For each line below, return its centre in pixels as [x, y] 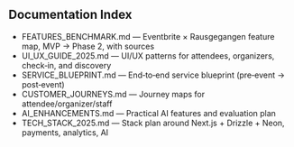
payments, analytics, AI [65, 132]
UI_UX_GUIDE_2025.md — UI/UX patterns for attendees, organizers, [148, 55]
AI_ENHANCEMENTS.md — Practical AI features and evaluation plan [149, 113]
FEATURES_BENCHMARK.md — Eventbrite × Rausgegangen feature [148, 36]
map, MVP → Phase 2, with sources [88, 46]
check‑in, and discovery [66, 65]
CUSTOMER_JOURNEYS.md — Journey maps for [113, 94]
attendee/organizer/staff [67, 104]
